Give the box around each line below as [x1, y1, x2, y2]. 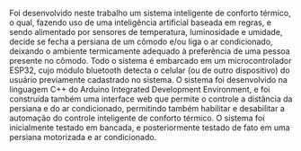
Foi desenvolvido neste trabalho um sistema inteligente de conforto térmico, [9, 8, 291, 18]
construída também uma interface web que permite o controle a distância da [9, 93, 293, 104]
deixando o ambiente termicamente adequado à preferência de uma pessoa [9, 46, 290, 57]
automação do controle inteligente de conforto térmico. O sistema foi [9, 112, 265, 123]
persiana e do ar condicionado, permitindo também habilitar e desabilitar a [9, 103, 286, 113]
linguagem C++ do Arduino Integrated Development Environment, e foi [9, 84, 271, 94]
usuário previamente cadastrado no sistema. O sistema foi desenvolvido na [9, 75, 288, 84]
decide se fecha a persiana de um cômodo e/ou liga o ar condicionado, [9, 36, 273, 47]
